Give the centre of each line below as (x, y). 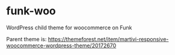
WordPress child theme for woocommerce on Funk (69, 27)
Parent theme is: (26, 39)
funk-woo (31, 11)
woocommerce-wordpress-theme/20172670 (61, 45)
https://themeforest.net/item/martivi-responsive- (108, 39)
